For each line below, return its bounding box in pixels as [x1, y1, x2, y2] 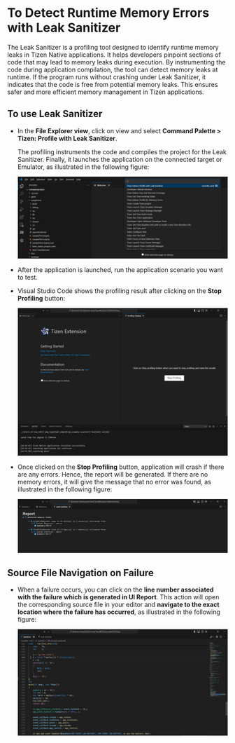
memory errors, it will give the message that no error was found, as [17, 478, 212, 486]
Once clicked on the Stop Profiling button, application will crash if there [17, 463, 225, 471]
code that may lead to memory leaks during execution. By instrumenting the [7, 57, 226, 66]
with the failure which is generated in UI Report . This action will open [17, 593, 220, 601]
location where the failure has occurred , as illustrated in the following [17, 608, 220, 616]
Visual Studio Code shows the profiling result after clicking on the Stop [17, 287, 222, 295]
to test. [17, 273, 38, 282]
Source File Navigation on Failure [7, 566, 154, 579]
